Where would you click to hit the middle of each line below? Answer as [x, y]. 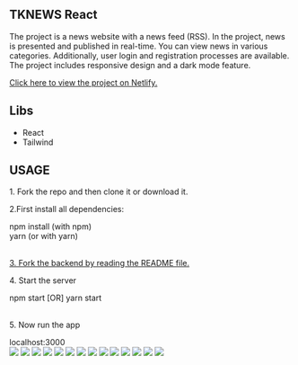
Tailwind [38, 142]
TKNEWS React [53, 15]
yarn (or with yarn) [44, 236]
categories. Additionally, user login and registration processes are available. [149, 55]
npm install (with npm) [51, 227]
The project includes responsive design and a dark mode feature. [130, 65]
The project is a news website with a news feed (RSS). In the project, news [147, 36]
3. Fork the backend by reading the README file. [100, 263]
